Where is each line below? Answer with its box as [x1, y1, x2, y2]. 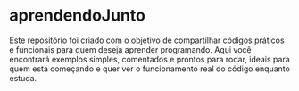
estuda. [9, 72, 37, 83]
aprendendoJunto [9, 5, 145, 26]
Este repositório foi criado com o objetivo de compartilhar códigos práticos [9, 35, 285, 45]
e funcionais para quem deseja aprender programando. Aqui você [9, 44, 252, 54]
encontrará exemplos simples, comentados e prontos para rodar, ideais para [9, 54, 290, 64]
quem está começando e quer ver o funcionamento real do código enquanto [9, 63, 290, 74]
